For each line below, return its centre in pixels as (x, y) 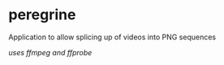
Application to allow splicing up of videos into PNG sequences (112, 37)
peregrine (42, 15)
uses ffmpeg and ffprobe (50, 52)
